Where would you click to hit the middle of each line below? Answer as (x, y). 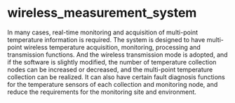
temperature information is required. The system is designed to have (106, 39)
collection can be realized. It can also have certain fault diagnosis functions (116, 77)
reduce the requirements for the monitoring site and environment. (102, 92)
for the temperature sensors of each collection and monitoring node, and (113, 84)
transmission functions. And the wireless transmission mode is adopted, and (117, 55)
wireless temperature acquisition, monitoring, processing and (112, 47)
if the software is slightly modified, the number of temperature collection (112, 62)
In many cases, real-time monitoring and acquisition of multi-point (103, 32)
